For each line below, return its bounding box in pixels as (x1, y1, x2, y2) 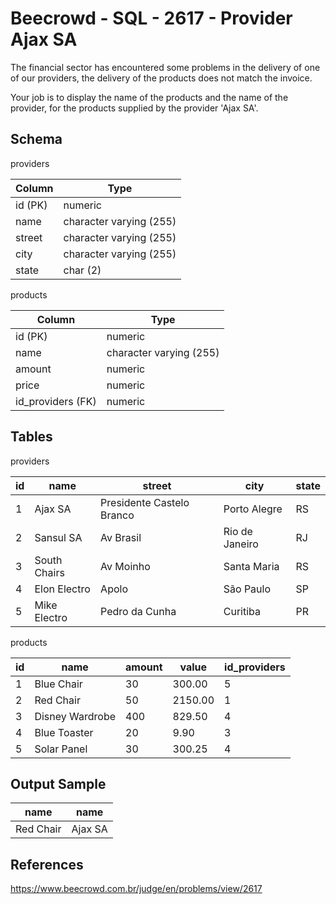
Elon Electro (34, 582, 91, 596)
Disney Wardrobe (34, 709, 117, 723)
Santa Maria (223, 559, 280, 573)
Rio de (223, 524, 253, 538)
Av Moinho (100, 559, 151, 573)
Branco (100, 508, 135, 522)
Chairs (34, 565, 65, 579)
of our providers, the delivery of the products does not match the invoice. (10, 72, 313, 84)
